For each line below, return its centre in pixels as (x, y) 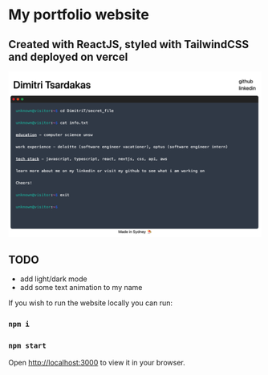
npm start (27, 345)
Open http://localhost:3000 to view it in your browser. (97, 363)
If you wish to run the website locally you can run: (90, 303)
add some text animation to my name (81, 288)
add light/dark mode (53, 279)
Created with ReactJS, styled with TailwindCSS (129, 44)
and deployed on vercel (68, 56)
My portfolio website (79, 15)
